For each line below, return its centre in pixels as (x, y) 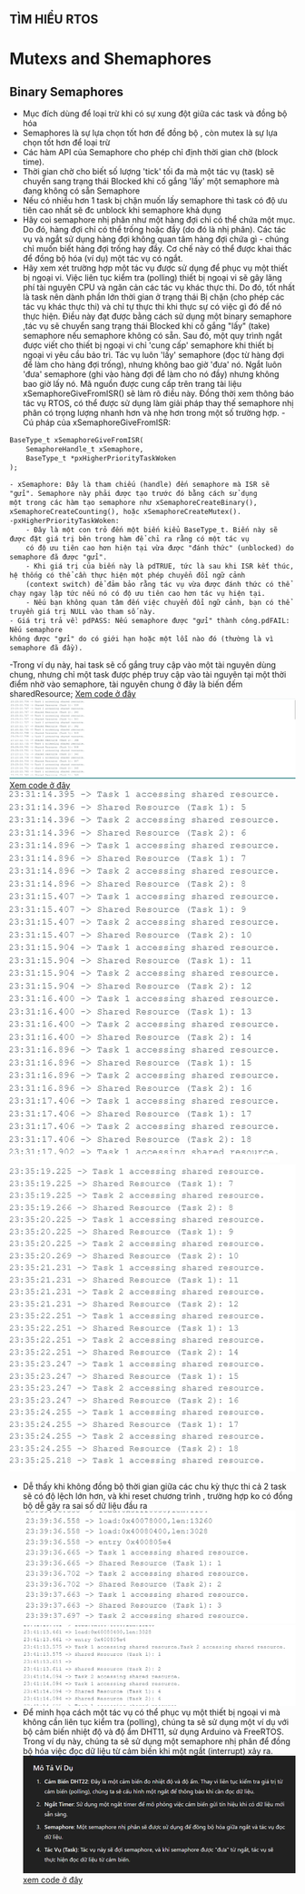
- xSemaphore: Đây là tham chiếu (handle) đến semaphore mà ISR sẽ (140, 485)
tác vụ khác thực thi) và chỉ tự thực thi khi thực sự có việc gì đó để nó (152, 307)
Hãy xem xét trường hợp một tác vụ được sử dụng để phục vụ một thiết (155, 268)
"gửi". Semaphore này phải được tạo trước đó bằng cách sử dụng (133, 494)
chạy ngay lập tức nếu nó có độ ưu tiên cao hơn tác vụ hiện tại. (138, 594)
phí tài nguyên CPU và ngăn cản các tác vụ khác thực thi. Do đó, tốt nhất (158, 288)
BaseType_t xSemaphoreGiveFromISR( (77, 441)
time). (34, 162)
